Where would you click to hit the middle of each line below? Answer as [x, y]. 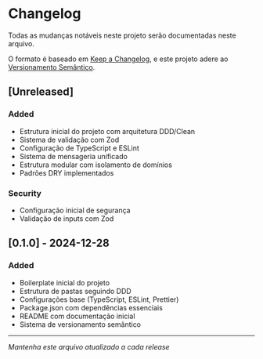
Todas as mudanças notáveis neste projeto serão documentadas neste [122, 35]
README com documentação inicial [77, 316]
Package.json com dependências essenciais [91, 307]
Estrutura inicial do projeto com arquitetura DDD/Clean [107, 131]
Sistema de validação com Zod [69, 140]
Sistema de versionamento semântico [80, 324]
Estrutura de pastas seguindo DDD [75, 291]
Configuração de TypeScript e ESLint [79, 148]
